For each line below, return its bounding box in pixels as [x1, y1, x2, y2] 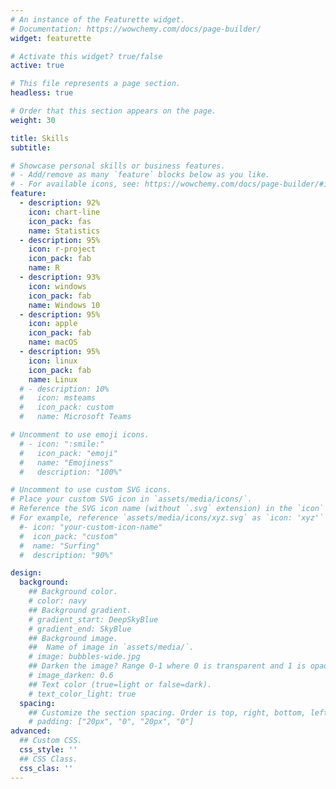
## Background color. [28, 587, 118, 597]
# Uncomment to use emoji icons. [10, 430, 150, 440]
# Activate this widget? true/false [10, 51, 163, 61]
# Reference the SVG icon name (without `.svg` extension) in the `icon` [10, 504, 325, 514]
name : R [28, 263, 60, 273]
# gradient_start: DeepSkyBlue [28, 614, 159, 625]
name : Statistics [28, 226, 101, 236]
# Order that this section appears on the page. [10, 106, 217, 116]
